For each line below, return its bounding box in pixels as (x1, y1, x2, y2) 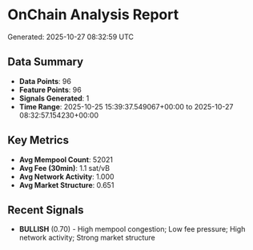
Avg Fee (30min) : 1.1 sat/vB (18, 163, 110, 173)
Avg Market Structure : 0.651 (18, 180, 114, 189)
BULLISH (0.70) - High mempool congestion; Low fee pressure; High (18, 224, 246, 234)
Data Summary (7, 55, 84, 69)
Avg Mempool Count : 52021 (18, 154, 114, 165)
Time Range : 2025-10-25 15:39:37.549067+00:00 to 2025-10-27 (18, 101, 234, 111)
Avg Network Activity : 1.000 (18, 172, 114, 181)
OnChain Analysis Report (7, 6, 179, 24)
